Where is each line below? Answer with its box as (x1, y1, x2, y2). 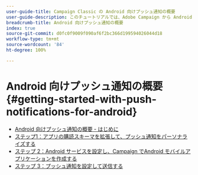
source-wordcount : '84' (6, 42, 65, 48)
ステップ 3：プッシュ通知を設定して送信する (14, 162, 123, 169)
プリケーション (14, 155, 51, 162)
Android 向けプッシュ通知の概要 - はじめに (14, 125, 119, 132)
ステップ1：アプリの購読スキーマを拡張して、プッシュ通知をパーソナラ (14, 132, 188, 140)
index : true (6, 25, 35, 31)
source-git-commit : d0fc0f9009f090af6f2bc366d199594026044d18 (6, 31, 163, 37)
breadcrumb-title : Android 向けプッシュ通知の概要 (6, 20, 124, 25)
